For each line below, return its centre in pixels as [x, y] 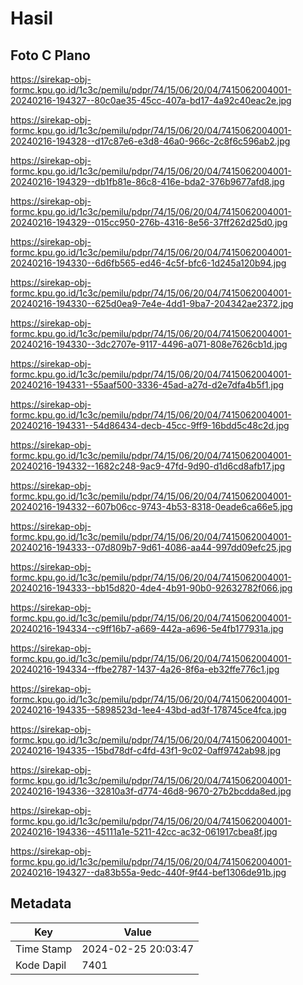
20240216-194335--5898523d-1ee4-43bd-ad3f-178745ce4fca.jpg [148, 710]
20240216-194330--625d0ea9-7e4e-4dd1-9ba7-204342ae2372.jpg [152, 303]
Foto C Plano [50, 55]
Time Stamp [44, 949]
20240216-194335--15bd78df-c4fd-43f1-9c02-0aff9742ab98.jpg [146, 750]
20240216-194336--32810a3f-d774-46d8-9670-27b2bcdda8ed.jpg [151, 791]
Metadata [41, 903]
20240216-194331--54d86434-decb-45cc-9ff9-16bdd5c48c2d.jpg [150, 425]
